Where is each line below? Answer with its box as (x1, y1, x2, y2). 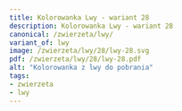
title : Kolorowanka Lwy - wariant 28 (9, 13, 150, 22)
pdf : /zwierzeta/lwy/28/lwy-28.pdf (9, 55, 142, 64)
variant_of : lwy (9, 38, 70, 47)
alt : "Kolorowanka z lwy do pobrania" (9, 64, 153, 73)
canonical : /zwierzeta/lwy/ (9, 30, 114, 38)
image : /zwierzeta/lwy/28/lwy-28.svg (9, 47, 150, 55)
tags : (9, 72, 29, 81)
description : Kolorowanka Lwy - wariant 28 (9, 21, 174, 30)
